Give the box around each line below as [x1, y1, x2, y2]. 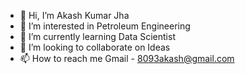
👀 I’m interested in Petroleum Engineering [19, 20, 191, 32]
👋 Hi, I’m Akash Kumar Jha [19, 10, 130, 21]
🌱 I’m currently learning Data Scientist [19, 31, 176, 42]
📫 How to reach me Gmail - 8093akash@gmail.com [19, 53, 235, 64]
